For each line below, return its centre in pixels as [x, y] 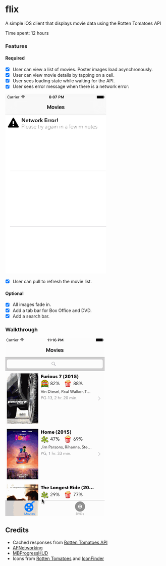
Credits [17, 530]
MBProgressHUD [30, 553]
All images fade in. [32, 304]
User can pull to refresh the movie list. [52, 282]
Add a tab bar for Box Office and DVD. [52, 310]
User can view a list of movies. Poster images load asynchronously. [82, 70]
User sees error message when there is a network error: [71, 86]
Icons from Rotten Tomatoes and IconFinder [58, 558]
